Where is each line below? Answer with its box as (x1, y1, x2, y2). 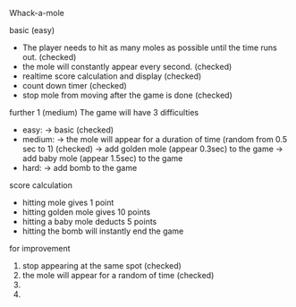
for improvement (9, 243, 71, 253)
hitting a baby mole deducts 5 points (21, 217, 157, 226)
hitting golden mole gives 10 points (21, 207, 151, 217)
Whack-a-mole (9, 8, 64, 18)
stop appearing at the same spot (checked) (21, 260, 182, 271)
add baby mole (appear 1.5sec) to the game (21, 153, 183, 164)
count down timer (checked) (21, 81, 127, 90)
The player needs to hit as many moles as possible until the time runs (21, 42, 277, 53)
